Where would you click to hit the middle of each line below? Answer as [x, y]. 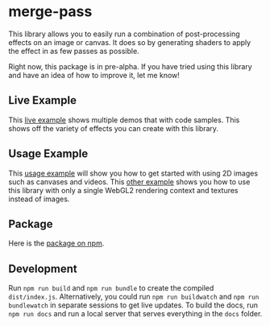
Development [43, 268]
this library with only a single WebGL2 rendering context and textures [123, 190]
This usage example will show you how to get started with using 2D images [133, 173]
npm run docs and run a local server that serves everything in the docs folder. [135, 314]
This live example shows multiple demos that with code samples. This [124, 120]
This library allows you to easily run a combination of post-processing [124, 34]
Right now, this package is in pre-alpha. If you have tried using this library [130, 66]
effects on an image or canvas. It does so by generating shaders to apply [130, 42]
